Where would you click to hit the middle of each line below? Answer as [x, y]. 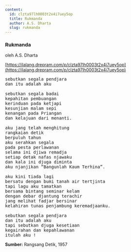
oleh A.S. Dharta [21, 55]
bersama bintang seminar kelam [42, 191]
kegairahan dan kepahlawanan [40, 230]
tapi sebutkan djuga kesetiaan [42, 225]
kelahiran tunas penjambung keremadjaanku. [58, 206]
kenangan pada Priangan [33, 113]
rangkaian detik [24, 133]
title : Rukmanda [26, 19]
